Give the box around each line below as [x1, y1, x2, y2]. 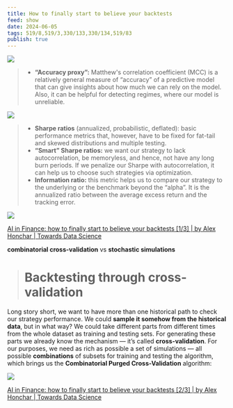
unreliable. [34, 98, 65, 106]
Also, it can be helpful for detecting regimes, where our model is [34, 90, 219, 99]
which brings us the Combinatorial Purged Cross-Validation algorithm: [7, 359, 212, 368]
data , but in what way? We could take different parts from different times [7, 323, 216, 331]
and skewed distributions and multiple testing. [34, 139, 167, 147]
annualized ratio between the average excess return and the [34, 190, 207, 199]
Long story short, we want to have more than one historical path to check [7, 307, 218, 316]
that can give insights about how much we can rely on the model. [34, 83, 222, 91]
